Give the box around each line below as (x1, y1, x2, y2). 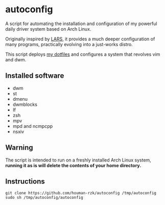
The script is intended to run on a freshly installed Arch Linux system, (5, 157, 152, 163)
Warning (5, 143, 33, 152)
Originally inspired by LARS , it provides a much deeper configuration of (5, 36, 155, 42)
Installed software (5, 72, 64, 80)
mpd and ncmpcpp (12, 123, 53, 129)
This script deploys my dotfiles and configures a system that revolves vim (5, 51, 160, 57)
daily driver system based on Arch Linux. (5, 26, 91, 32)
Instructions (5, 177, 45, 186)
